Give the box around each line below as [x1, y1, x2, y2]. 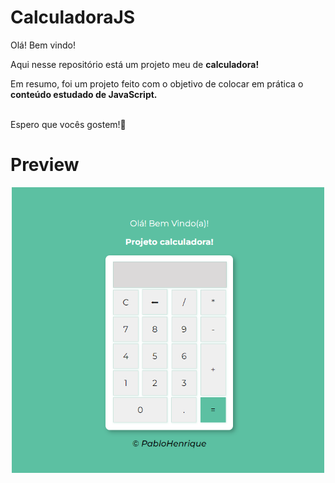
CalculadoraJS [10, 6, 136, 29]
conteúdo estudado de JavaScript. [10, 88, 158, 100]
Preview [10, 154, 80, 176]
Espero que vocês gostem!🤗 [10, 118, 127, 130]
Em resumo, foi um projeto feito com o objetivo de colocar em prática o [10, 77, 304, 90]
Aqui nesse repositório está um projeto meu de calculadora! [10, 58, 260, 70]
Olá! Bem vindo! [10, 39, 76, 51]
